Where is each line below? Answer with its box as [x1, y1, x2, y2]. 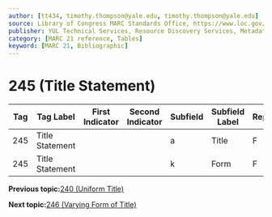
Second [129, 106, 160, 117]
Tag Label [36, 111, 75, 122]
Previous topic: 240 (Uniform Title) [8, 184, 124, 194]
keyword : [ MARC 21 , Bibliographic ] [8, 42, 129, 50]
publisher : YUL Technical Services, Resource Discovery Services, [8, 27, 237, 35]
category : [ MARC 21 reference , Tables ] [8, 34, 143, 43]
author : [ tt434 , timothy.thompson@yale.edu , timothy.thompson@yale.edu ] [8, 11, 259, 20]
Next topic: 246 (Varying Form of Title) [8, 200, 137, 210]
